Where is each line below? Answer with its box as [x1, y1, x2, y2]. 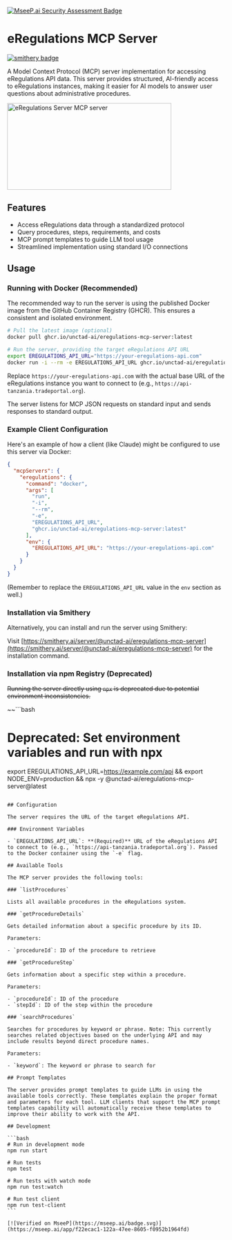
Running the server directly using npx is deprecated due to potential [7, 685, 200, 693]
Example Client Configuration [7, 424, 108, 434]
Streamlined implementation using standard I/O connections [17, 243, 188, 251]
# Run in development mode [7, 1141, 85, 1149]
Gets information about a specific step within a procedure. [7, 971, 187, 979]
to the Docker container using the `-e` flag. [7, 850, 144, 857]
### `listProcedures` [7, 887, 70, 893]
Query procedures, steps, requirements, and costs [17, 227, 161, 236]
